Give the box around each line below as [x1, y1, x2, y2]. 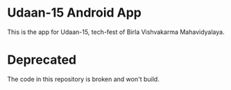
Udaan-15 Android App [7, 5, 142, 21]
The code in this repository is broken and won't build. [7, 75, 160, 83]
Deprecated [7, 52, 77, 68]
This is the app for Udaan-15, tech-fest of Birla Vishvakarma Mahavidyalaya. [7, 28, 225, 36]
